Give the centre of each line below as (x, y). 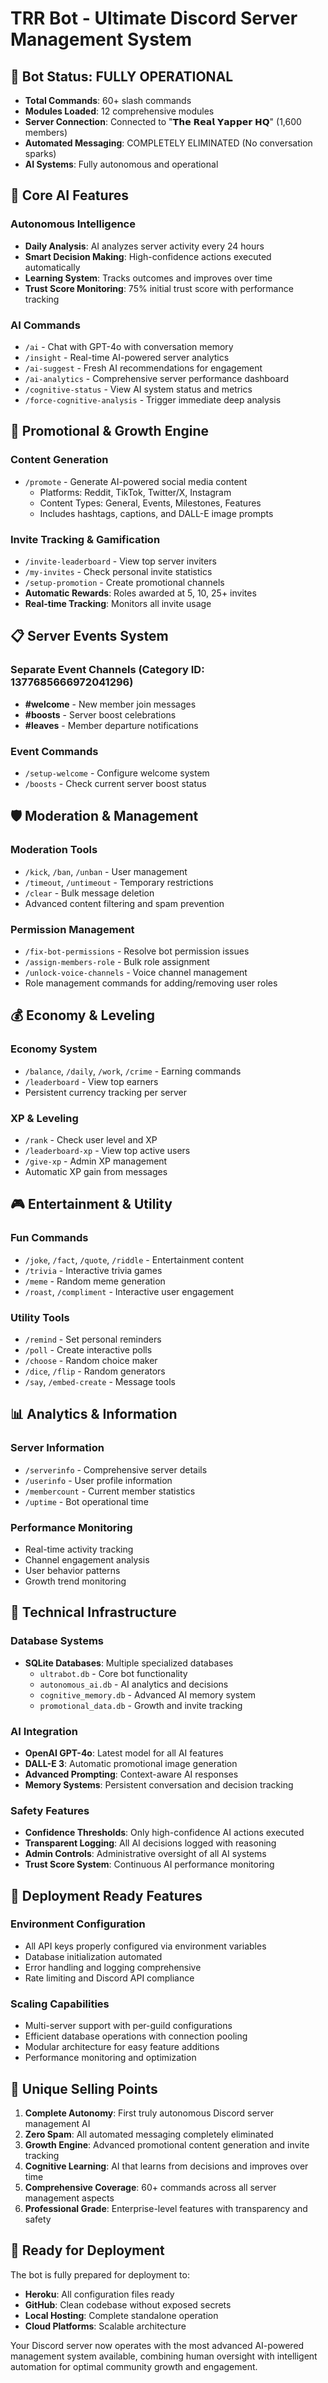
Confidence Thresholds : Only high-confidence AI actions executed (164, 1833)
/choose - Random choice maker (91, 1360)
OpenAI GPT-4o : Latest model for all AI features (124, 1753)
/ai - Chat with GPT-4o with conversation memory (129, 346)
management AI (57, 2123)
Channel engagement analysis (87, 1559)
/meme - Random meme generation (95, 1281)
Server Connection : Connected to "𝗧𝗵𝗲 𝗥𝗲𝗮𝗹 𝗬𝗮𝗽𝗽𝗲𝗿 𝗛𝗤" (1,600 (163, 121)
